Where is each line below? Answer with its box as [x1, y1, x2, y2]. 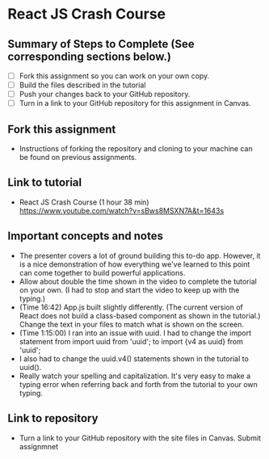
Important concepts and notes [7, 229, 163, 243]
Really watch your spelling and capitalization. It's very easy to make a [19, 371, 251, 381]
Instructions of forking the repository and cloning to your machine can [19, 144, 253, 154]
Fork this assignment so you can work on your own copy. [19, 71, 210, 81]
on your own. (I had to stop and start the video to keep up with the [19, 284, 240, 295]
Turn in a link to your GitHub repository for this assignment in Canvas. [19, 99, 251, 108]
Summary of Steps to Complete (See [7, 37, 195, 51]
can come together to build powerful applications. [19, 267, 186, 277]
